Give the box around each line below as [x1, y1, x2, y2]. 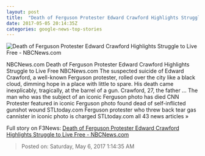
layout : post [6, 9, 40, 15]
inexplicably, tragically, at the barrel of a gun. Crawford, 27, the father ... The [6, 87, 198, 94]
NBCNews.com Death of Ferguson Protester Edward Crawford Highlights [6, 61, 190, 68]
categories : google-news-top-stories [6, 26, 103, 32]
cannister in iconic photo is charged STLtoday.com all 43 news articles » [6, 113, 189, 120]
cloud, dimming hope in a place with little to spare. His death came [6, 80, 174, 88]
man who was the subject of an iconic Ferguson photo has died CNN [6, 93, 179, 101]
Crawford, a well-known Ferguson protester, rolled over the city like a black [6, 74, 195, 81]
